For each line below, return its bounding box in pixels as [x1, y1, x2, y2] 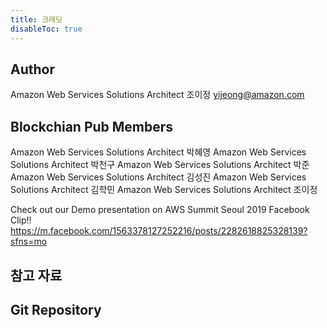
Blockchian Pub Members [10, 118, 174, 135]
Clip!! [10, 214, 32, 226]
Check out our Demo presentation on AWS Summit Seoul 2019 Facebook [10, 204, 310, 216]
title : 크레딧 [10, 14, 63, 25]
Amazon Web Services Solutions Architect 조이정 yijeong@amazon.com [10, 89, 305, 101]
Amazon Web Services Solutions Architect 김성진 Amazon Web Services [10, 171, 307, 183]
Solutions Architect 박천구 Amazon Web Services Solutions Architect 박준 [10, 159, 310, 171]
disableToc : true [10, 24, 83, 34]
